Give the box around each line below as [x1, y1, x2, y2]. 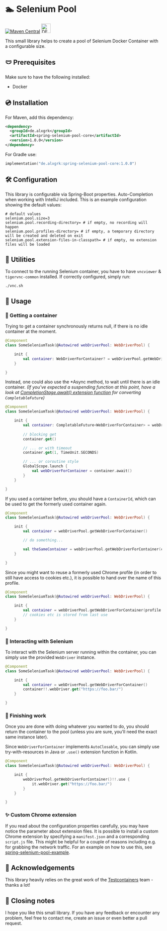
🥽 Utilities [5, 255, 36, 264]
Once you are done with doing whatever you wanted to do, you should [5, 724, 149, 729]
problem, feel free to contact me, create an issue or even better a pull [5, 915, 148, 921]
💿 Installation [5, 99, 48, 107]
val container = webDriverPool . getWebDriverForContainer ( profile [23, 608, 162, 613]
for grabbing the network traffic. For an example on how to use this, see [5, 844, 153, 850]
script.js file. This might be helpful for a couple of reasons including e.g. [5, 838, 157, 844]
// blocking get [23, 432, 57, 437]
